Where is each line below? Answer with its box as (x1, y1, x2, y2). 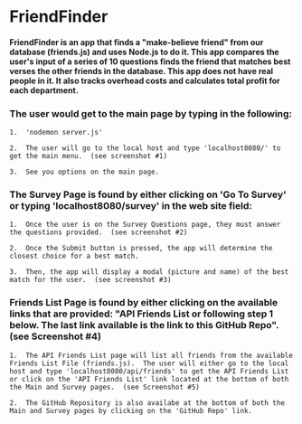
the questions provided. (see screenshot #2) (9, 228, 188, 237)
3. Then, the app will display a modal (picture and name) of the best (9, 268, 289, 277)
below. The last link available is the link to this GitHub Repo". (9, 319, 279, 332)
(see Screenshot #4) (9, 330, 102, 343)
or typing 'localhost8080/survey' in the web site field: (9, 200, 253, 212)
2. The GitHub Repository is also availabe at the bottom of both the (9, 398, 285, 408)
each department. (9, 84, 79, 96)
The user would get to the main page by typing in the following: (9, 107, 292, 119)
